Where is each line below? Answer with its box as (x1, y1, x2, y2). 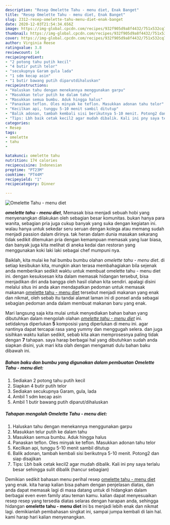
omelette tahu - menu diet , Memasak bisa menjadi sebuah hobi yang (5, 210, 150, 216)
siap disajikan (12, 456, 41, 462)
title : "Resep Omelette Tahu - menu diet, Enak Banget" (5, 12, 125, 17)
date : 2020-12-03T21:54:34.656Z (5, 21, 73, 27)
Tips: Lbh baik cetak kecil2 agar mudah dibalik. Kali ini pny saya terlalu (12, 461, 160, 467)
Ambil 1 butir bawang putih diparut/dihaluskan (12, 399, 109, 405)
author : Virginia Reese (5, 41, 56, 46)
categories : (5, 120, 30, 126)
